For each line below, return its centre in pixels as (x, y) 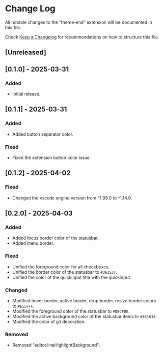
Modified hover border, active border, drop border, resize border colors (84, 300)
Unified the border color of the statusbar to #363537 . (65, 272)
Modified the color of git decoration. (49, 321)
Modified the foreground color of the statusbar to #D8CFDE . (71, 311)
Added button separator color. (43, 134)
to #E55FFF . (23, 306)
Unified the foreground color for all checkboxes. (61, 267)
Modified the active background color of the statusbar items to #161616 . (84, 316)
